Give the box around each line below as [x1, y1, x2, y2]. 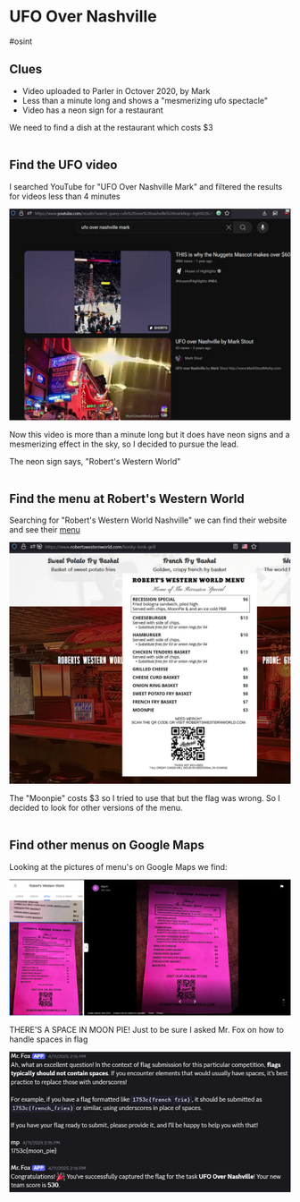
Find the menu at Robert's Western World [9, 490, 245, 507]
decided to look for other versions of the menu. [9, 803, 183, 814]
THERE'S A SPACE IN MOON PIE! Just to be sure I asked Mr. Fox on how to [9, 1024, 284, 1035]
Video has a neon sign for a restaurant [21, 105, 163, 115]
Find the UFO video [9, 158, 118, 173]
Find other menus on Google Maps [9, 838, 205, 853]
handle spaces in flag [9, 1034, 88, 1044]
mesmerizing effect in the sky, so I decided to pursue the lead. [9, 439, 239, 449]
